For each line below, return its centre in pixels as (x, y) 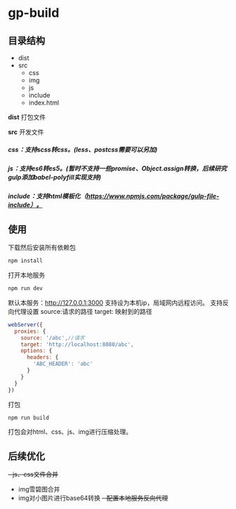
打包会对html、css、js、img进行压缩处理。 (70, 432)
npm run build (29, 418)
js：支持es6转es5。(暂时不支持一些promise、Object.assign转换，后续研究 (117, 168)
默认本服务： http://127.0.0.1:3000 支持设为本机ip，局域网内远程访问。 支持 (116, 303)
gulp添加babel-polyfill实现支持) (54, 177)
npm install (25, 261)
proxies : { (30, 331)
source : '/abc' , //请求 (53, 338)
